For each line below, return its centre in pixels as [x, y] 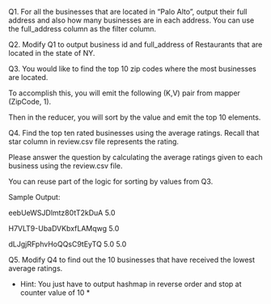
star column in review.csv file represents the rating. [94, 141]
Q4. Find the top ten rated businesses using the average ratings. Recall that [134, 133]
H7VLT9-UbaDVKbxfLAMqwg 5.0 [64, 228]
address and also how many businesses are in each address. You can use [131, 20]
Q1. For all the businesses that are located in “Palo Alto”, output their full [128, 12]
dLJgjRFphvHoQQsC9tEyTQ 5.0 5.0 [68, 244]
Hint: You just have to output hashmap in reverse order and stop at [131, 284]
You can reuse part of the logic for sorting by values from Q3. [111, 182]
